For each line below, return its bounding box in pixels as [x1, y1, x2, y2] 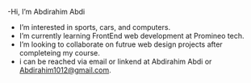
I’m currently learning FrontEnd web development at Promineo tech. [19, 31, 245, 40]
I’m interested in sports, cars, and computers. [19, 23, 171, 31]
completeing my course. [19, 48, 100, 57]
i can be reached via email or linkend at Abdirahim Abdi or [19, 56, 212, 66]
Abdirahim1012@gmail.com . [19, 65, 112, 75]
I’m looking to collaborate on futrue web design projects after [19, 39, 223, 49]
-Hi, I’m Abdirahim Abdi [7, 7, 86, 16]
